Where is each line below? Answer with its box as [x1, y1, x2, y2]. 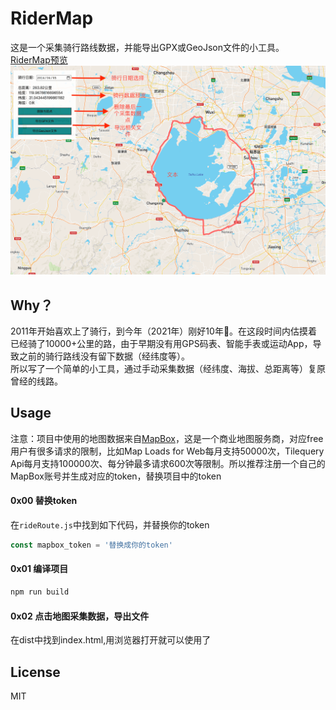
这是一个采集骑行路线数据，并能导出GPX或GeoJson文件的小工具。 [10, 41, 285, 53]
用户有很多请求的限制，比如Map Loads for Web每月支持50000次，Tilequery [10, 445, 325, 457]
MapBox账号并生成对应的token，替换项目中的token [10, 470, 222, 482]
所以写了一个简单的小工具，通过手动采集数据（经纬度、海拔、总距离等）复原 [10, 362, 326, 374]
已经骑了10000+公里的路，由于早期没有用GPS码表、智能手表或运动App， [10, 337, 313, 349]
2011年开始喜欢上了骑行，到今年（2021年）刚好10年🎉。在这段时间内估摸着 [10, 325, 318, 337]
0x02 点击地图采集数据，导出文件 [10, 610, 150, 622]
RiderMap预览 [10, 53, 68, 66]
